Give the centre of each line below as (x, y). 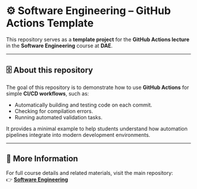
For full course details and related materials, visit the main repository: (90, 173)
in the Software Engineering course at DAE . (60, 46)
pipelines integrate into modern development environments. (78, 135)
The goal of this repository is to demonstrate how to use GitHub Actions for (98, 87)
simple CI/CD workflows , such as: (47, 93)
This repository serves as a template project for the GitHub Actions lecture (98, 39)
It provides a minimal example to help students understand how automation (97, 128)
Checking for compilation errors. (54, 111)
